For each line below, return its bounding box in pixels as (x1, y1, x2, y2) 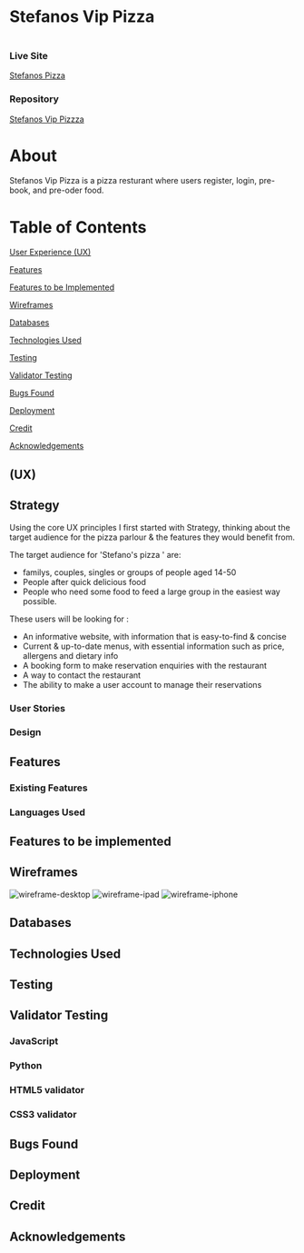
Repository (9, 93, 59, 105)
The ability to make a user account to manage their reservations (22, 679, 262, 690)
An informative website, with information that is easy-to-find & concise (22, 631, 288, 641)
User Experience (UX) (9, 247, 92, 258)
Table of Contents (9, 216, 147, 237)
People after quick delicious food (22, 576, 147, 587)
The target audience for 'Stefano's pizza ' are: (9, 549, 181, 560)
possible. (22, 595, 57, 606)
